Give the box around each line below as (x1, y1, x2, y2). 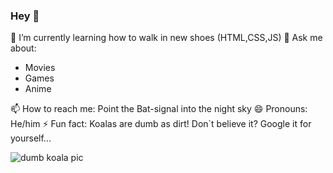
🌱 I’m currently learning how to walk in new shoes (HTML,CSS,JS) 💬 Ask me (10, 32, 323, 44)
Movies (24, 62, 56, 74)
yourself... (10, 132, 52, 144)
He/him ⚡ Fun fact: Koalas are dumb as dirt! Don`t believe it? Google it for (10, 118, 312, 130)
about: (10, 42, 37, 54)
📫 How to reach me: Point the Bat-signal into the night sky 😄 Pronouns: (10, 103, 308, 115)
